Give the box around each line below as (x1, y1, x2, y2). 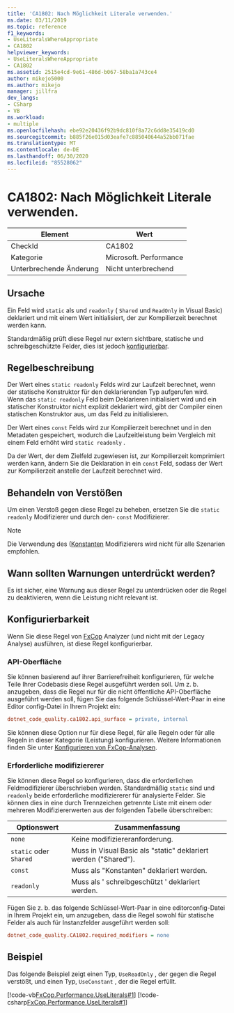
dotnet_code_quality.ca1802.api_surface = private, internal (7, 716, 189, 723)
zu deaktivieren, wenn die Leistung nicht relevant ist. (7, 593, 159, 602)
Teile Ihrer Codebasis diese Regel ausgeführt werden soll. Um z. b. (7, 680, 198, 689)
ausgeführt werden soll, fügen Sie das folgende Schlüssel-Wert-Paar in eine (7, 695, 226, 703)
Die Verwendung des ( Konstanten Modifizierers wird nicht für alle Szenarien (7, 540, 226, 548)
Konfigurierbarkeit (7, 614, 90, 625)
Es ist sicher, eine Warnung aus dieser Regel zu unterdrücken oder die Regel (7, 586, 227, 594)
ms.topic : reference (7, 23, 68, 30)
